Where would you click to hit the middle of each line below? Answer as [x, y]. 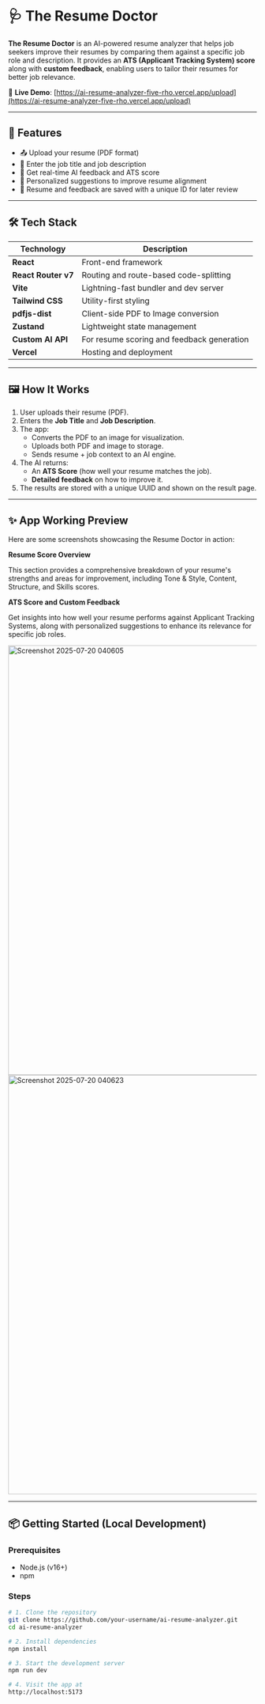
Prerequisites [34, 1550]
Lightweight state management [139, 326]
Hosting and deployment [127, 352]
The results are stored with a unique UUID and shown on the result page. [138, 488]
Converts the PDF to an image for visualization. [108, 437]
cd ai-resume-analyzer [45, 1627]
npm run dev [28, 1671]
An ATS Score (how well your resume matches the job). [121, 471]
